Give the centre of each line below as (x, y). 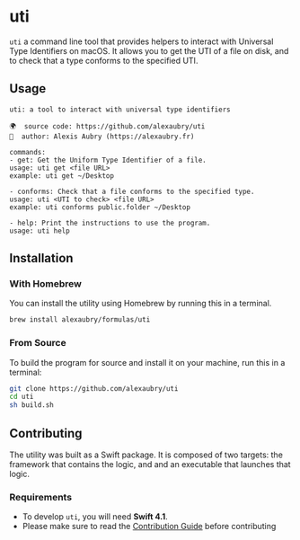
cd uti (22, 397)
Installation (41, 258)
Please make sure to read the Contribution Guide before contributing (149, 527)
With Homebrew (46, 284)
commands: (28, 152)
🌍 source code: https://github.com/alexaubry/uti (107, 126)
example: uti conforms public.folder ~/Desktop (100, 207)
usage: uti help (40, 231)
